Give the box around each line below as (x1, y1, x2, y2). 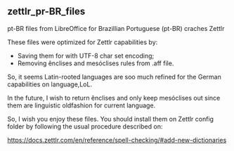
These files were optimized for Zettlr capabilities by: (7, 38, 158, 46)
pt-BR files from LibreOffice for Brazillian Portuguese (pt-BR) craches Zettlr (7, 24, 225, 32)
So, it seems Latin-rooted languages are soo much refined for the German (7, 72, 221, 81)
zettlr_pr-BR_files (7, 6, 86, 18)
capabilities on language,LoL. (7, 80, 93, 88)
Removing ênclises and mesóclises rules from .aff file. (17, 59, 174, 67)
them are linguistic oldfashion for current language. (7, 101, 156, 110)
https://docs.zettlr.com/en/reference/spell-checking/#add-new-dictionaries (7, 136, 227, 144)
